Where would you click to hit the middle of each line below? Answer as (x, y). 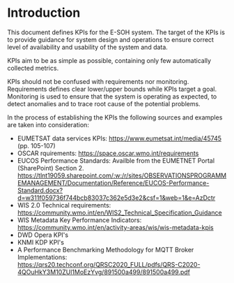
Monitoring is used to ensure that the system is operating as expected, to (112, 96)
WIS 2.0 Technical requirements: (64, 205)
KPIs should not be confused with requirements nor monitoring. (98, 81)
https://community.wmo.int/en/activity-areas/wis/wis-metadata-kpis (115, 227)
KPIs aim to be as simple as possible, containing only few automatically (109, 60)
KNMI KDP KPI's (41, 242)
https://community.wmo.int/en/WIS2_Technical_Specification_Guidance (119, 212)
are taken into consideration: (48, 124)
